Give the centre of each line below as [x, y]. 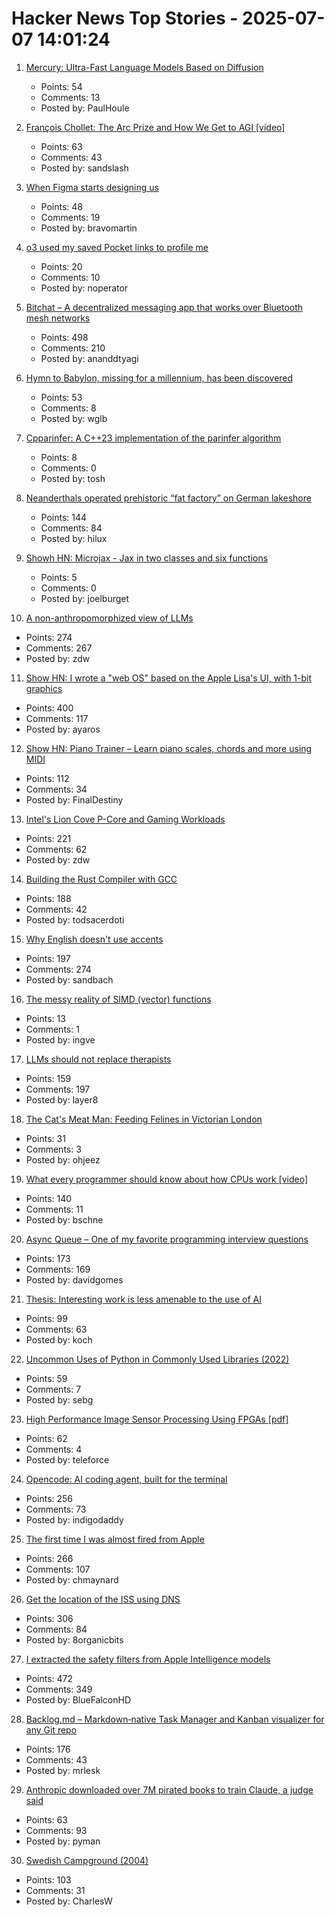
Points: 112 [47, 778]
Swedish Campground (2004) [87, 1860]
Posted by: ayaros [63, 729]
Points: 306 [49, 1618]
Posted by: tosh [73, 478]
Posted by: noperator [84, 288]
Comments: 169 [58, 1269]
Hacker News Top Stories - [125, 18]
